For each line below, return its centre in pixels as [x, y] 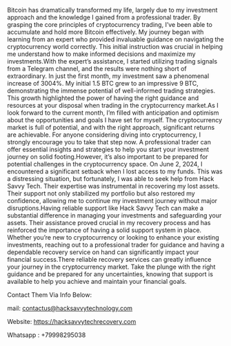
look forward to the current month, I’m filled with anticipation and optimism [113, 113]
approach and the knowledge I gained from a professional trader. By [104, 17]
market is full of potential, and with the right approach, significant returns [111, 127]
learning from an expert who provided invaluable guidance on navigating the [115, 39]
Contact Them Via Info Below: [49, 295]
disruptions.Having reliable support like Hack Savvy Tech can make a [106, 208]
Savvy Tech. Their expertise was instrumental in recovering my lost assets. [113, 186]
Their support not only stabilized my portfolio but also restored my [101, 193]
